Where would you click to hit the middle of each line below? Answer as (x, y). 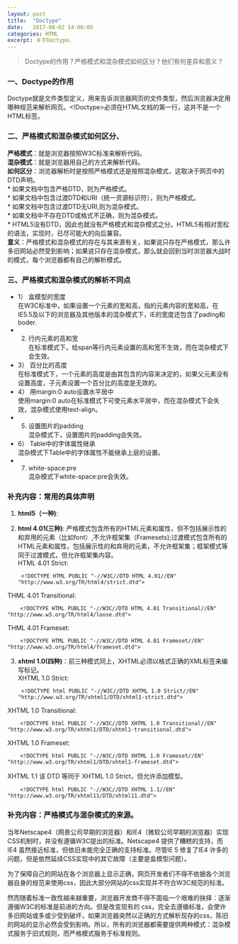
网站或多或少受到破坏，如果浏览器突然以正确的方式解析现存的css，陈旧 (124, 915)
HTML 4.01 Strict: (43, 563)
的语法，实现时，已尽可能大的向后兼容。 (66, 233)
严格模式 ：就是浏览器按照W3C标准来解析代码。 (77, 153)
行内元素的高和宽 (53, 339)
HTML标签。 (26, 116)
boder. (27, 322)
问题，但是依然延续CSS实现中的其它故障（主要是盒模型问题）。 (99, 858)
